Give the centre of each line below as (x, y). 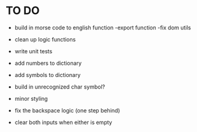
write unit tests (33, 51)
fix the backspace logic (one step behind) (67, 110)
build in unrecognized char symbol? (60, 87)
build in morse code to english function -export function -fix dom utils (103, 28)
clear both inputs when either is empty (63, 122)
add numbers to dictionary (48, 63)
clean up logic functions (45, 39)
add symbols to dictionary (48, 75)
